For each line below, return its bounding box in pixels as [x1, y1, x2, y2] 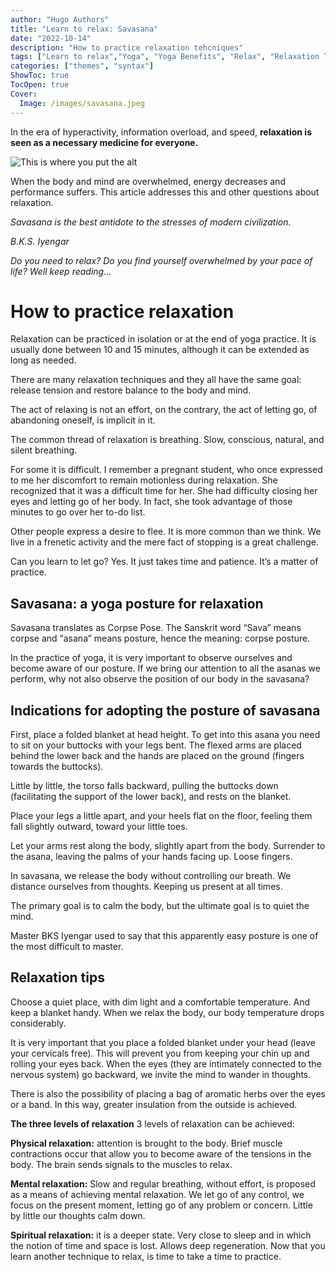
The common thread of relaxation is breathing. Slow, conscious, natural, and [10, 434, 325, 446]
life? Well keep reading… [10, 265, 112, 277]
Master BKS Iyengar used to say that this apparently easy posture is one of [10, 930, 319, 942]
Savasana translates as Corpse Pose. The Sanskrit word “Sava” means [10, 622, 302, 634]
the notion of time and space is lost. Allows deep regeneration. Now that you [10, 1239, 326, 1251]
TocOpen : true [10, 80, 70, 90]
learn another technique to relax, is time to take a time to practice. [10, 1250, 282, 1262]
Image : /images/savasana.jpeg [19, 98, 145, 108]
